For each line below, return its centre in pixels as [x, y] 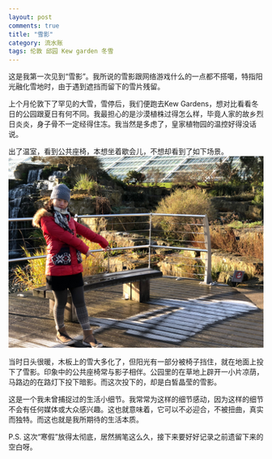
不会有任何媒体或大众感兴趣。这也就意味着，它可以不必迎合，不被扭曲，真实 [136, 410]
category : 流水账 [36, 43]
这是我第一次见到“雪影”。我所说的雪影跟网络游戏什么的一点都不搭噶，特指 [132, 76]
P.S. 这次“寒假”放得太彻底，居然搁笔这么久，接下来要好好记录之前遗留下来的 [136, 437]
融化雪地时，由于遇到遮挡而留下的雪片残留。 [89, 87]
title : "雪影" [31, 34]
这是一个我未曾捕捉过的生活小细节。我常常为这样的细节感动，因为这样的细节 [136, 399]
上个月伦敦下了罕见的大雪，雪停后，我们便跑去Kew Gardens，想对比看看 [130, 104]
